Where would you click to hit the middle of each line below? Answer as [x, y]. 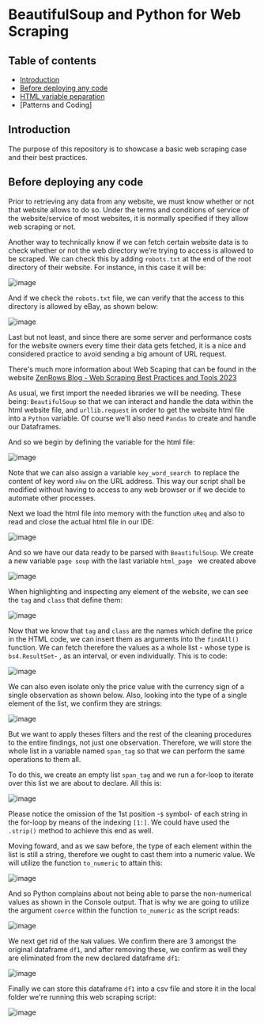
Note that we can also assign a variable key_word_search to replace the [124, 472]
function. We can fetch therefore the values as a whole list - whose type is [129, 647]
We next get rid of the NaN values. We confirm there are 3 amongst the [123, 941]
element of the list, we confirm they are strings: [85, 703]
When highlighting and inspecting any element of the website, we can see [128, 591]
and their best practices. [48, 157]
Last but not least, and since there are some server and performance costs [130, 337]
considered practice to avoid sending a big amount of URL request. [117, 353]
